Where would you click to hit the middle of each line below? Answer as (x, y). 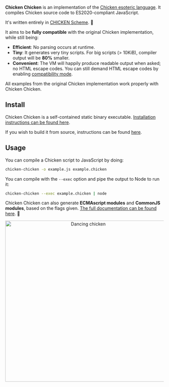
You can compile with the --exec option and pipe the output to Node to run (82, 179)
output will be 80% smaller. (41, 58)
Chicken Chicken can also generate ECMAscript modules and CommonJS (83, 203)
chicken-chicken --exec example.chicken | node (56, 193)
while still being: (22, 37)
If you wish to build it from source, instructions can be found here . (74, 132)
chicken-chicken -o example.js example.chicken (56, 169)
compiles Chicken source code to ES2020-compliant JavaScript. (72, 13)
